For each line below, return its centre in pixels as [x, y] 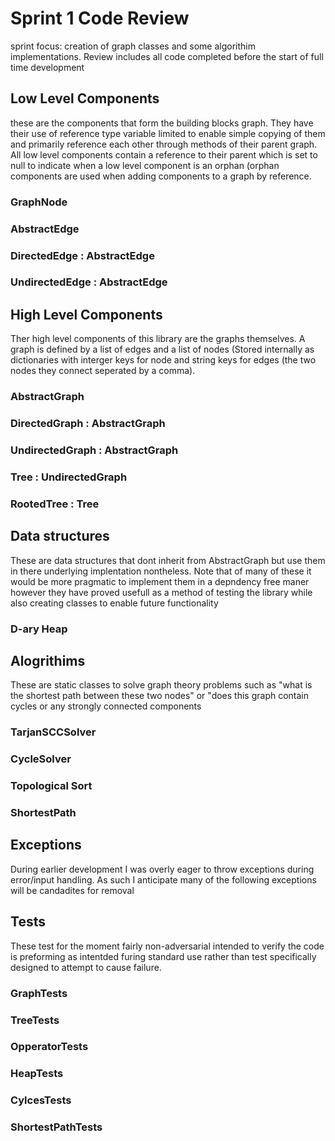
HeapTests [37, 1074]
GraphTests [39, 993]
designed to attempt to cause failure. [86, 967]
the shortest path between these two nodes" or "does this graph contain [160, 696]
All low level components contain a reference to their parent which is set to [164, 154]
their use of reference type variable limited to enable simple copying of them [168, 133]
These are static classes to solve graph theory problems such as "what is [161, 685]
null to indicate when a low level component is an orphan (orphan [145, 165]
